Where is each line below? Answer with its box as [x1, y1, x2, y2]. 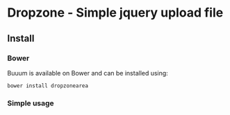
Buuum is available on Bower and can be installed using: [7, 69, 168, 77]
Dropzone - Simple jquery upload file [7, 5, 224, 21]
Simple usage [7, 98, 54, 108]
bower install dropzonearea [7, 82, 89, 89]
